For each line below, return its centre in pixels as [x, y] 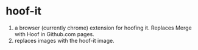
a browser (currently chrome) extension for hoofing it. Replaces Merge [103, 28]
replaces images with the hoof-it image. [64, 40]
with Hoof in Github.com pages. [55, 34]
